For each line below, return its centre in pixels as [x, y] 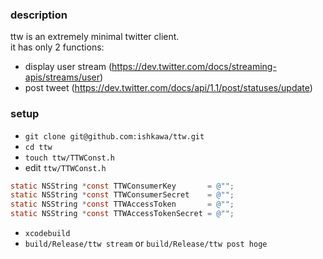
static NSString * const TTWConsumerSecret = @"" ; [122, 195]
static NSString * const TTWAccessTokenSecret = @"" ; [122, 214]
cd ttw [38, 147]
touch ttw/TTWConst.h [69, 158]
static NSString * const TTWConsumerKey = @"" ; [122, 186]
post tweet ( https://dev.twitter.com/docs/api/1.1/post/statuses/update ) [168, 88]
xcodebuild [47, 234]
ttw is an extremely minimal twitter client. [95, 37]
